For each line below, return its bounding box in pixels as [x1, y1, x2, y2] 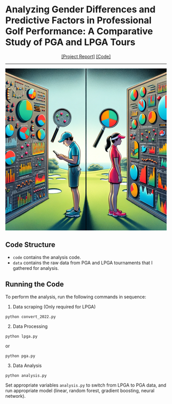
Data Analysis [12, 362, 42, 369]
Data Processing [12, 323, 48, 329]
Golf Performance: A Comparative [5, 26, 154, 37]
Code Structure [5, 241, 55, 249]
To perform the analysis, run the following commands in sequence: [5, 293, 146, 300]
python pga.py [5, 353, 36, 358]
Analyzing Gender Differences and [5, 4, 156, 15]
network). [5, 393, 26, 399]
